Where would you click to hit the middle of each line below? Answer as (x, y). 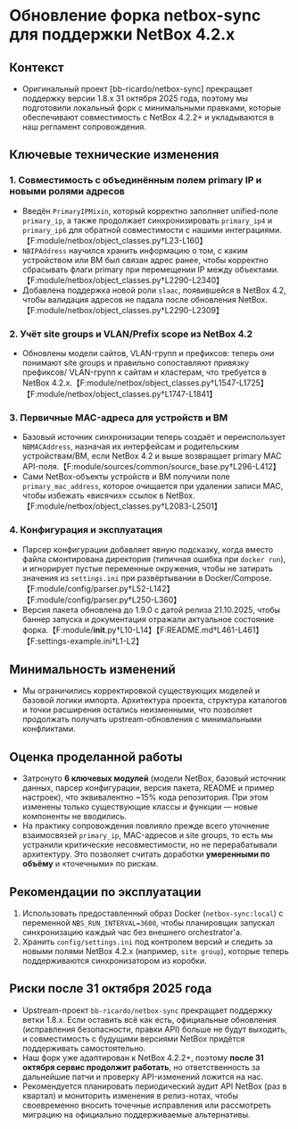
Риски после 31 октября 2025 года (111, 988)
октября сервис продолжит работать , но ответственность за (141, 1067)
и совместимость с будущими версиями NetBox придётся (133, 1038)
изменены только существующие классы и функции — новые (140, 807)
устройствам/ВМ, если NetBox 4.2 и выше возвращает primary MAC (152, 456)
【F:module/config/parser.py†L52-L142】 (98, 588)
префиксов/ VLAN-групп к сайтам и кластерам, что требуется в (144, 372)
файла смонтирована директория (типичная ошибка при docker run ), (154, 559)
